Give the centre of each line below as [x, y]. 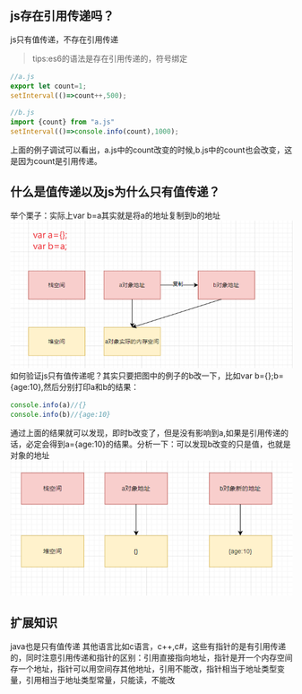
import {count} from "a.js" [63, 122]
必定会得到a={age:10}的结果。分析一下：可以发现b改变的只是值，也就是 [158, 444]
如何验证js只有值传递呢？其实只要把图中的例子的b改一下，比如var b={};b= [147, 376]
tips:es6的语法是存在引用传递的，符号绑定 [109, 58]
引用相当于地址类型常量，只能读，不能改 [100, 680]
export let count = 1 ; [49, 86]
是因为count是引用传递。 [56, 161]
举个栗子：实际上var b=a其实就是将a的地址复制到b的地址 [115, 215]
